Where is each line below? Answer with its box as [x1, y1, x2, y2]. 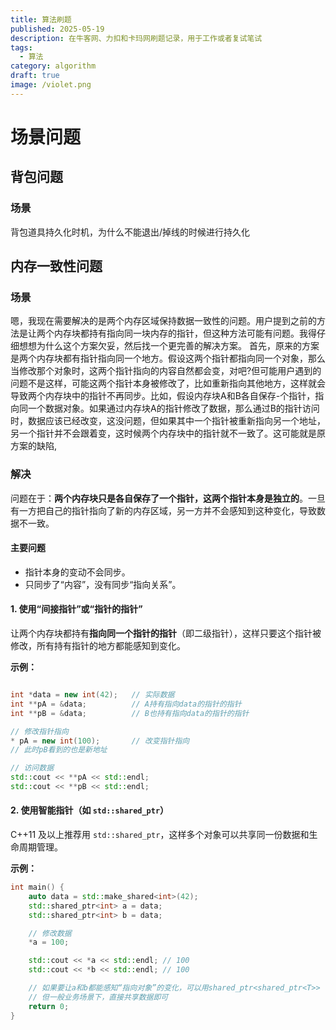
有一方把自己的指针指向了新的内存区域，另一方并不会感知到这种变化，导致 [10, 504, 317, 516]
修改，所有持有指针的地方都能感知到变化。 [10, 640, 186, 652]
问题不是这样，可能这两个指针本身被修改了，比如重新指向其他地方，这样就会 [10, 377, 326, 390]
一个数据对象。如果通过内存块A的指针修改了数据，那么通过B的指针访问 [27, 402, 320, 415]
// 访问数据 [10, 763, 55, 773]
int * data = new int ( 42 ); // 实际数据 [10, 690, 175, 700]
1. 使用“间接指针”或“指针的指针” [10, 603, 143, 615]
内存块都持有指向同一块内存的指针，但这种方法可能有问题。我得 [53, 327, 317, 340]
